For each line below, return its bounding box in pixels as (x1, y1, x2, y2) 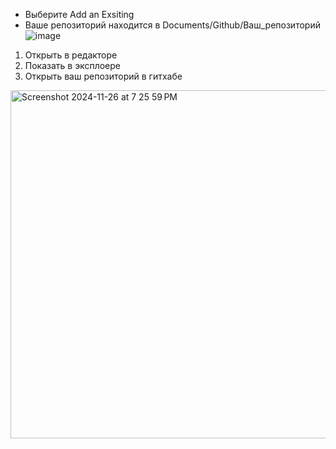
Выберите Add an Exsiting (24, 9, 135, 20)
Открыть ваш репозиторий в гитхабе (24, 70, 183, 82)
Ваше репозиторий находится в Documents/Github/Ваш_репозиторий (24, 19, 321, 31)
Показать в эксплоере (24, 60, 122, 71)
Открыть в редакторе (24, 49, 118, 61)
